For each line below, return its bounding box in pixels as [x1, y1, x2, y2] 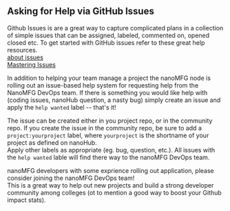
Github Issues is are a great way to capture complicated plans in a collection [7, 23, 224, 32]
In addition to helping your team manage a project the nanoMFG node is [7, 74, 211, 82]
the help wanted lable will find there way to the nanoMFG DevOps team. [7, 153, 210, 161]
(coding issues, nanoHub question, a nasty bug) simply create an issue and [7, 96, 221, 104]
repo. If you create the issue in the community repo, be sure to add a [7, 123, 202, 132]
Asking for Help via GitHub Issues [7, 6, 155, 17]
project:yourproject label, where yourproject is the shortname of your [7, 131, 209, 139]
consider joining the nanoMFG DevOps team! [7, 174, 135, 182]
